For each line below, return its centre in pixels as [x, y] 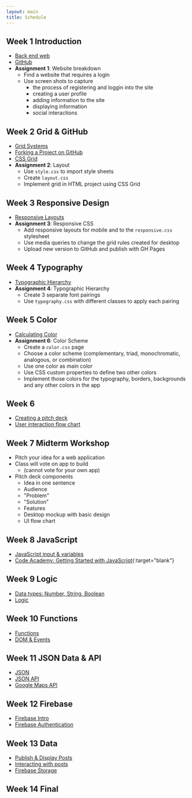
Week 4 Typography [45, 268]
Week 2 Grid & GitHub [47, 132]
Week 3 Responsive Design [58, 203]
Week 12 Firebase [40, 704]
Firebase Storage [36, 771]
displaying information [60, 107]
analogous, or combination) [57, 359]
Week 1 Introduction [44, 41]
